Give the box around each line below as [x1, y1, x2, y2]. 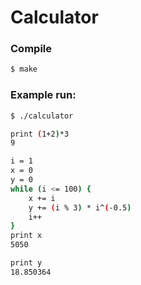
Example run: [10, 88, 77, 102]
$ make [10, 64, 38, 75]
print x [10, 231, 43, 241]
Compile [10, 42, 52, 56]
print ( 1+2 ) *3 [10, 129, 70, 139]
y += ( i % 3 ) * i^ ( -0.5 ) [28, 202, 132, 213]
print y [10, 258, 43, 268]
